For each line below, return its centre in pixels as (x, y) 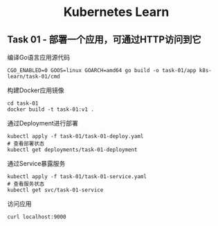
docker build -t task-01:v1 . (51, 110)
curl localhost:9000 (37, 217)
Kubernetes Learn (116, 12)
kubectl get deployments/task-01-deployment (72, 150)
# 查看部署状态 (26, 144)
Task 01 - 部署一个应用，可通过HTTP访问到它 (104, 39)
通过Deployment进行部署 (43, 123)
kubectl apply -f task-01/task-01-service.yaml (77, 177)
